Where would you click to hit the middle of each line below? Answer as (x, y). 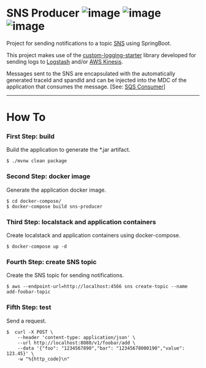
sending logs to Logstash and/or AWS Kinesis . (65, 61)
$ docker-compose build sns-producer (55, 206)
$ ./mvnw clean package (37, 161)
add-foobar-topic (29, 292)
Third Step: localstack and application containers (81, 222)
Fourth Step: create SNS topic (51, 262)
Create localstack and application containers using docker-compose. (93, 235)
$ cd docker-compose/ (34, 201)
